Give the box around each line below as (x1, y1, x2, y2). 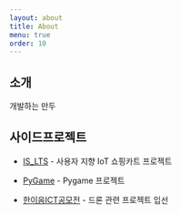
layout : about (9, 13, 64, 23)
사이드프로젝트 (9, 129, 87, 146)
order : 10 (9, 38, 47, 48)
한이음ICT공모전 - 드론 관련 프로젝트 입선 (22, 194, 169, 205)
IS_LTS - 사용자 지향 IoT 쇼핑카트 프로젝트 (22, 156, 173, 167)
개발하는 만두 (9, 101, 56, 112)
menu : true (9, 30, 51, 39)
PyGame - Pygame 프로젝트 (22, 175, 126, 186)
